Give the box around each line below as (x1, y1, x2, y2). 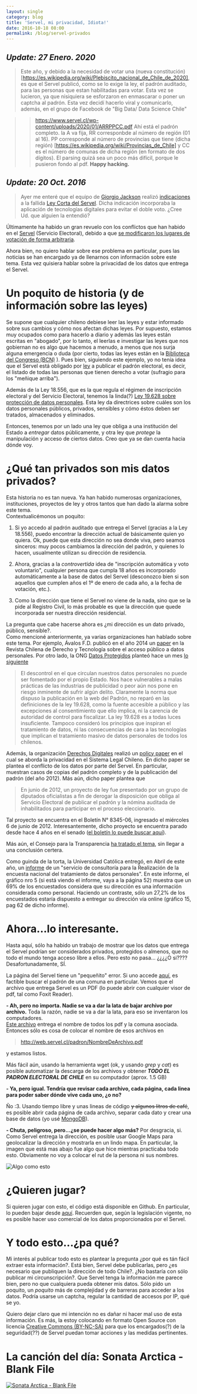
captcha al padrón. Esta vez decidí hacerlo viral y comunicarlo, (20, 99, 173, 106)
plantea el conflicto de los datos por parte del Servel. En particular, (6, 762, 168, 769)
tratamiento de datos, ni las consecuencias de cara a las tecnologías (20, 726, 187, 733)
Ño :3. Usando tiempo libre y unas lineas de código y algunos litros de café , (6, 1102, 189, 1109)
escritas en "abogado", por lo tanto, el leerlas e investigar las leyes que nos (6, 337, 189, 344)
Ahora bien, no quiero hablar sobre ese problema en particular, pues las (6, 247, 180, 254)
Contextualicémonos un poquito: (6, 512, 85, 519)
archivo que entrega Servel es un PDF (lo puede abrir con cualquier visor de (6, 984, 191, 991)
